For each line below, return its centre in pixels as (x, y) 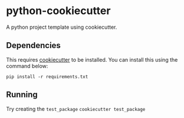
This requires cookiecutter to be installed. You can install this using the (92, 59)
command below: (27, 66)
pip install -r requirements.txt (47, 77)
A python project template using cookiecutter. (62, 27)
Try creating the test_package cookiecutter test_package (76, 109)
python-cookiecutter (58, 11)
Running (22, 95)
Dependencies (33, 45)
